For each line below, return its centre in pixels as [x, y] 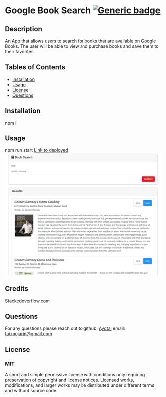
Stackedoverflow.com [27, 301]
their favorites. [20, 52]
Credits [17, 289]
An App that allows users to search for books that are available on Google [81, 41]
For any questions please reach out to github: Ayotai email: [65, 328]
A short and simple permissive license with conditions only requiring [75, 375]
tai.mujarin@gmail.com [29, 334]
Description [24, 29]
